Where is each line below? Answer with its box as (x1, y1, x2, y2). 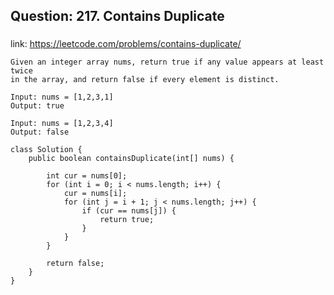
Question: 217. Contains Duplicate (10, 8, 225, 25)
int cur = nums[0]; (46, 171, 128, 181)
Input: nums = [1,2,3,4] (10, 119, 114, 129)
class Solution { (10, 145, 83, 155)
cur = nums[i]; (63, 189, 128, 199)
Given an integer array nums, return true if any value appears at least (10, 57, 325, 68)
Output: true (10, 101, 65, 111)
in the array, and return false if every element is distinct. (10, 75, 280, 85)
